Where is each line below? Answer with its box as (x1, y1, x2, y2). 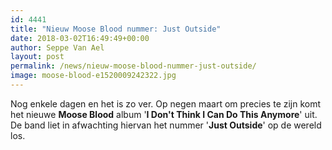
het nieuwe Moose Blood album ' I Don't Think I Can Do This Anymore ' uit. (10, 108, 318, 120)
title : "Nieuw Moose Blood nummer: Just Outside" (10, 24, 222, 34)
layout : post (10, 52, 65, 62)
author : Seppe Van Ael (10, 42, 105, 53)
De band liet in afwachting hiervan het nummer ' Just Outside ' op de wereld (10, 119, 322, 131)
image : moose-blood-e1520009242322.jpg (10, 71, 177, 81)
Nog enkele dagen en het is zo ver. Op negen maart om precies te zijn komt (10, 97, 322, 110)
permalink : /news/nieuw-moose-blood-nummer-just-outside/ (10, 61, 257, 71)
